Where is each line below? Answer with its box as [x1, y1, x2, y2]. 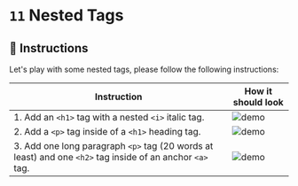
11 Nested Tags [9, 5, 124, 26]
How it [244, 85, 272, 97]
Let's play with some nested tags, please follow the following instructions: [9, 64, 279, 74]
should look [232, 97, 284, 108]
